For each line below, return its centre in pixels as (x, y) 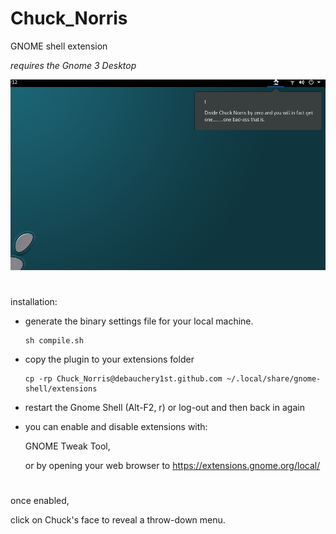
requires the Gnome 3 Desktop (73, 65)
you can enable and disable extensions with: (116, 426)
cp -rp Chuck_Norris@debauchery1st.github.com (123, 378)
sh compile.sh (54, 340)
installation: (34, 301)
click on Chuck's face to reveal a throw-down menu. (118, 520)
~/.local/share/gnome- (274, 378)
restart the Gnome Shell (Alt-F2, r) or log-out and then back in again (164, 407)
